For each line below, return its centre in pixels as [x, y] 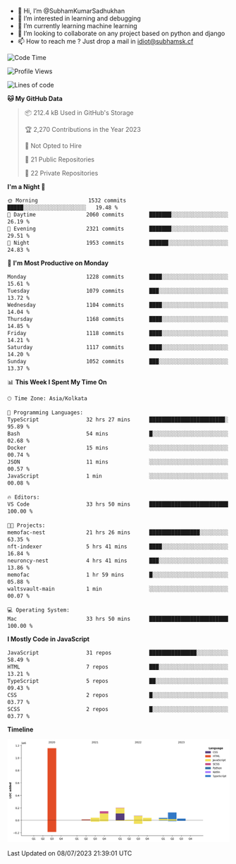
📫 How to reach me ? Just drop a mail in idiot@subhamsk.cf [105, 41]
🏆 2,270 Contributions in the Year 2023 [82, 129]
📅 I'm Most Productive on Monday [58, 263]
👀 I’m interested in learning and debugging [79, 18]
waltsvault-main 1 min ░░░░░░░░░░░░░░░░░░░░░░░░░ [118, 589]
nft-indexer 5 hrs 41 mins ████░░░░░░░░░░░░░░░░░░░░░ [118, 547]
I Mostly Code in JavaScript [49, 639]
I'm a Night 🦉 [26, 187]
